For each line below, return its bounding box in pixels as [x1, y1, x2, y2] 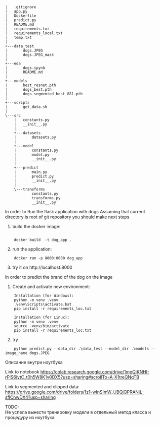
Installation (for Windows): [14, 293, 74, 298]
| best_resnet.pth [5, 83, 56, 88]
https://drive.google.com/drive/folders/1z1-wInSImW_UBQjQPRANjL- [5, 389, 144, 395]
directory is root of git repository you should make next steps [5, 214, 129, 220]
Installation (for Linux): [14, 315, 70, 320]
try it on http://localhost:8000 [12, 264, 73, 270]
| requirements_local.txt [5, 31, 63, 36]
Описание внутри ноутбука [5, 360, 63, 365]
